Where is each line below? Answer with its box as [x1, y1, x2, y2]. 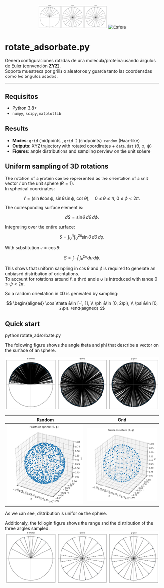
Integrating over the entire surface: [5, 224, 75, 230]
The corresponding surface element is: [5, 205, 83, 210]
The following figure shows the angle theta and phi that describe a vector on [5, 342, 159, 348]
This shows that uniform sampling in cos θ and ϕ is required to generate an [5, 265, 156, 272]
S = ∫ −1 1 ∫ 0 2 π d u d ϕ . [63, 254, 101, 262]
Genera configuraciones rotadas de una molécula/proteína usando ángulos [5, 58, 156, 64]
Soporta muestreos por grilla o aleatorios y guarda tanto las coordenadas [5, 68, 152, 74]
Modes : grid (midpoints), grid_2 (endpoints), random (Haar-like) [12, 137, 140, 143]
